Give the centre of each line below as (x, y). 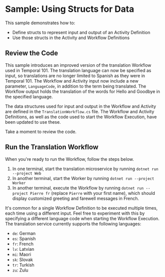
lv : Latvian (23, 249)
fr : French (23, 244)
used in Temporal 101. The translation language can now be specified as (78, 70)
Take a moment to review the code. (41, 132)
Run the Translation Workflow (52, 147)
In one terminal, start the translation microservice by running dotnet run (85, 169)
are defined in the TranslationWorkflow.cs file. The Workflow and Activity (80, 111)
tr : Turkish (23, 265)
